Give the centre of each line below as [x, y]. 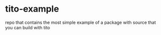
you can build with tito [28, 27]
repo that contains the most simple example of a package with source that [81, 22]
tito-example [32, 9]
